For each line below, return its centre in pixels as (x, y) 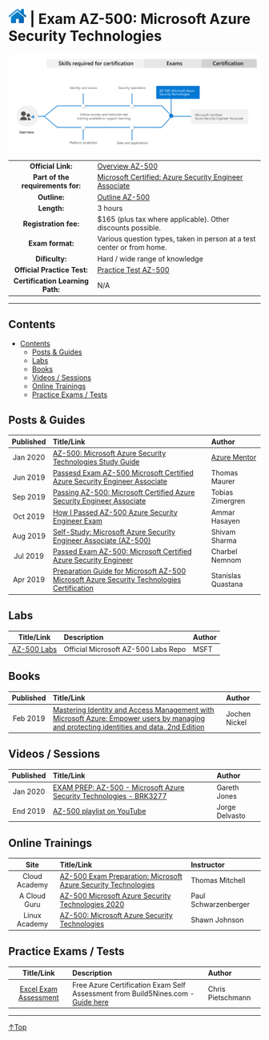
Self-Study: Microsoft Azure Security (114, 532)
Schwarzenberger (221, 904)
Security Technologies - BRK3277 (110, 795)
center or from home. (132, 248)
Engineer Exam (77, 520)
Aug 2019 (29, 536)
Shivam (223, 532)
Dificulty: (51, 258)
